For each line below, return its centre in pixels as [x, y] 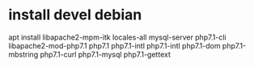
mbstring [23, 54]
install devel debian [75, 15]
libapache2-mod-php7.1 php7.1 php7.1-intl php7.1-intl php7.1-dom [114, 45]
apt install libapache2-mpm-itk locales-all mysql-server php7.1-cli [117, 37]
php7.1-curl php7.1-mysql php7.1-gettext [106, 54]
